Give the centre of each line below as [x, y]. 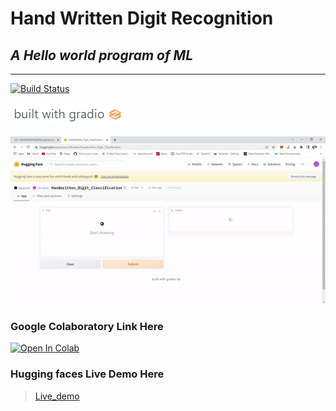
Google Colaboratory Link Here [87, 326]
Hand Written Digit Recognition [142, 18]
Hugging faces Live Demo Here [87, 374]
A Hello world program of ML [102, 55]
